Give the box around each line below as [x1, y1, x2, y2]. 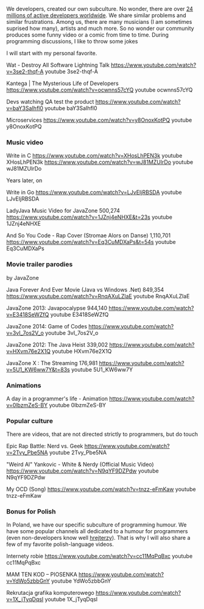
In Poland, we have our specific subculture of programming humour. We [6, 521, 187, 528]
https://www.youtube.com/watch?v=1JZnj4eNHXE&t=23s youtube [6, 213, 172, 221]
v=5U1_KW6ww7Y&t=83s [6, 366, 70, 373]
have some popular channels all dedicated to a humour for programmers [6, 528, 188, 535]
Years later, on [6, 177, 43, 184]
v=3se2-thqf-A [6, 68, 44, 75]
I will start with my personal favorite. [6, 50, 97, 57]
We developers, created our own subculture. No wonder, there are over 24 [6, 6, 194, 12]
